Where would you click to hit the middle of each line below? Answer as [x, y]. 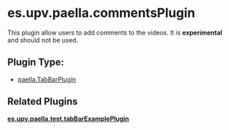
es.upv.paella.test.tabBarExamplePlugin [68, 119]
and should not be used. [43, 40]
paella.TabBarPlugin [47, 79]
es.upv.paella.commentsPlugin [101, 13]
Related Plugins [43, 101]
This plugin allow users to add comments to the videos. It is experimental [115, 32]
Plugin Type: [36, 63]
